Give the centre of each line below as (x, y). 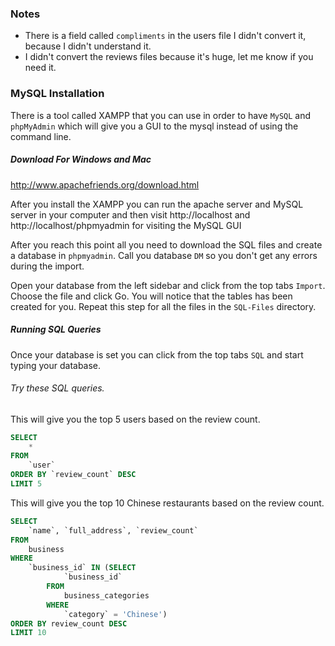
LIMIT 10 (28, 633)
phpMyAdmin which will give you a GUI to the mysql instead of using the (154, 126)
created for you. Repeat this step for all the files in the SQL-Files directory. (163, 306)
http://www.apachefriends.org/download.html (105, 184)
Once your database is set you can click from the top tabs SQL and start (157, 354)
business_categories (106, 595)
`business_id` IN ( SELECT (82, 568)
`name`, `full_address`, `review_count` (113, 530)
